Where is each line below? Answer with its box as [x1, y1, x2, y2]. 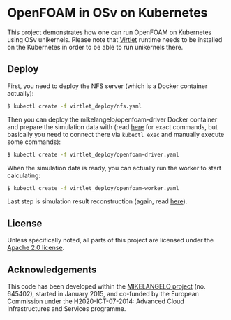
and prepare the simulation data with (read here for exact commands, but [7, 122, 218, 131]
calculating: [7, 171, 40, 180]
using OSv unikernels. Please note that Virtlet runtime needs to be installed [7, 35, 223, 43]
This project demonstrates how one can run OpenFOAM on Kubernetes [7, 28, 212, 36]
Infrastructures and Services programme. [7, 305, 126, 312]
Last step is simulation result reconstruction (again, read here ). [7, 197, 188, 205]
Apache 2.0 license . [7, 243, 65, 252]
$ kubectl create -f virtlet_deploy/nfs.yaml [7, 103, 142, 110]
